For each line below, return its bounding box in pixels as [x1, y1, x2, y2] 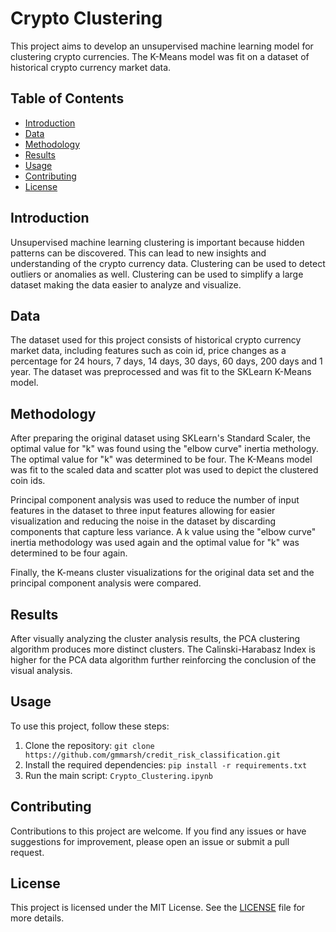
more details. [10, 912, 65, 924]
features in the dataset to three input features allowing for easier [10, 505, 276, 517]
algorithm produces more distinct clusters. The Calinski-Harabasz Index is [10, 643, 316, 655]
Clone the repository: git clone [24, 739, 155, 751]
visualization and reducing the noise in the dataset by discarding [10, 515, 276, 527]
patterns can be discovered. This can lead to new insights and [10, 247, 267, 259]
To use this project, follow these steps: [10, 720, 170, 732]
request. [10, 846, 45, 858]
